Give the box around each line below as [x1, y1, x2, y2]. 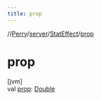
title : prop [7, 10, 42, 17]
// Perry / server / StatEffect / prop [7, 29, 95, 38]
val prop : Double [7, 85, 55, 93]
